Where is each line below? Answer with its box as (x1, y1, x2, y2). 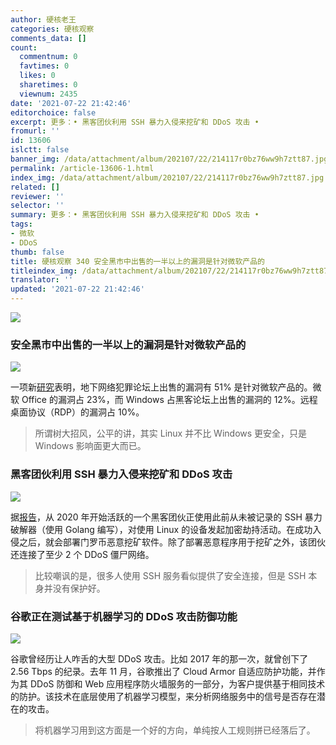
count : (10, 42, 38, 53)
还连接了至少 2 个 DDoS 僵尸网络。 (10, 548, 155, 560)
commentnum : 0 (19, 52, 78, 62)
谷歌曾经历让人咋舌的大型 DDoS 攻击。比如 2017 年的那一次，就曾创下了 (10, 652, 309, 665)
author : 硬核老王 (10, 14, 77, 25)
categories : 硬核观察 (10, 24, 95, 34)
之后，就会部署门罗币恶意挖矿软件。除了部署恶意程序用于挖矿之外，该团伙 (18, 536, 326, 548)
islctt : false (10, 145, 70, 155)
